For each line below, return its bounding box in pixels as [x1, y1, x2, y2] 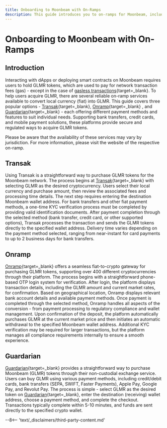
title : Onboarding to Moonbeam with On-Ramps [5, 7, 101, 12]
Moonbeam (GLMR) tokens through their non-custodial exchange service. [5, 370, 157, 376]
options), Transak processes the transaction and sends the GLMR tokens [5, 220, 155, 226]
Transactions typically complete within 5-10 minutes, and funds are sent [5, 402, 153, 408]
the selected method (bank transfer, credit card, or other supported [5, 214, 143, 220]
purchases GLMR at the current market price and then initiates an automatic [5, 317, 161, 322]
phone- [140, 274, 156, 280]
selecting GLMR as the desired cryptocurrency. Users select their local [5, 183, 150, 189]
